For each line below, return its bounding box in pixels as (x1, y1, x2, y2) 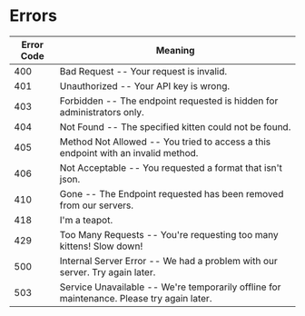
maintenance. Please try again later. (59, 291, 212, 304)
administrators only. (59, 105, 144, 118)
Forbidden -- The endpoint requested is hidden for (59, 94, 279, 107)
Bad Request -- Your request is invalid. (59, 64, 228, 77)
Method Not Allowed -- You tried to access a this (59, 135, 271, 148)
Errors (9, 5, 57, 26)
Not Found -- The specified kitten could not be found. (59, 120, 291, 133)
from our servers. (59, 199, 134, 212)
